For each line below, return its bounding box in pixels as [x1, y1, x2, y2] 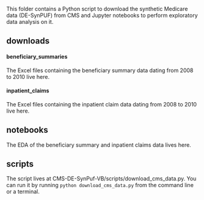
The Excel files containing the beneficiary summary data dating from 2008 [6, 67, 194, 74]
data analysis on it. [6, 18, 54, 25]
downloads [6, 36, 50, 46]
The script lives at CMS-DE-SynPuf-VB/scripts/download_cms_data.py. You [6, 175, 197, 182]
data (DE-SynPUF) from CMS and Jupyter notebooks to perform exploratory [6, 12, 199, 19]
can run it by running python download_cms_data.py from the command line [6, 182, 194, 189]
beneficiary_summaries [6, 53, 68, 60]
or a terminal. [6, 188, 40, 195]
